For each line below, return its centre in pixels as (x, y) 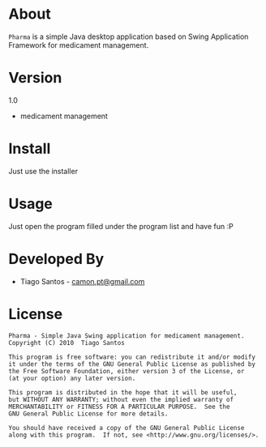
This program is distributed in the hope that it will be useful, (123, 392)
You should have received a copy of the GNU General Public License (127, 428)
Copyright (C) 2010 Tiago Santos (67, 343)
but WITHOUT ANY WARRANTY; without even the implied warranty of (121, 399)
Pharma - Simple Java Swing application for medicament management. (127, 336)
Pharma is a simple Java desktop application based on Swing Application (129, 36)
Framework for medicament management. (79, 45)
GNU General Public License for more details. (88, 414)
